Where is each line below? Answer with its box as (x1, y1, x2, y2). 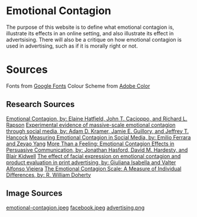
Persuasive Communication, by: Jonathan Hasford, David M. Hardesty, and (6, 146, 188, 153)
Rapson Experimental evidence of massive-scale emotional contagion (6, 121, 176, 128)
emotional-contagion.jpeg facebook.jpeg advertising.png (6, 204, 145, 211)
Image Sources (6, 188, 63, 198)
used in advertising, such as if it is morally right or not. (6, 42, 138, 49)
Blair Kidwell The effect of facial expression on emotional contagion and (6, 152, 181, 159)
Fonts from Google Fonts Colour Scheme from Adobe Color (6, 82, 150, 89)
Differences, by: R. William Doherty (6, 171, 91, 178)
